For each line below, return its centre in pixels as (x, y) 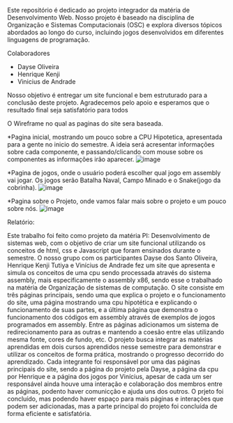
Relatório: (21, 222)
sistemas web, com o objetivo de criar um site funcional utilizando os (106, 243)
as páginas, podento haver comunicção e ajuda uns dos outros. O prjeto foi (115, 391)
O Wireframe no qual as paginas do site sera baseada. (85, 124)
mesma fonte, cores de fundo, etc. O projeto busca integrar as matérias (110, 339)
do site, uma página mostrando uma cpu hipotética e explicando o (102, 302)
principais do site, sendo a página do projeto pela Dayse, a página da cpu (113, 369)
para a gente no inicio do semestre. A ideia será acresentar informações (111, 144)
